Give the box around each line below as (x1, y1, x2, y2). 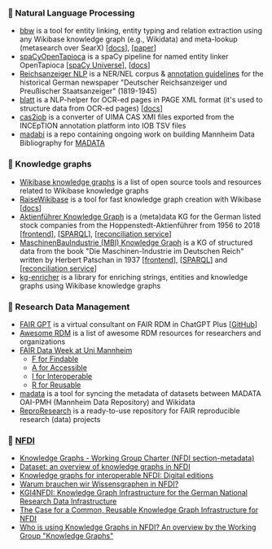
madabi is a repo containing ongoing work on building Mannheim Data (19, 129, 255, 139)
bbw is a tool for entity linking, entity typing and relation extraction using (19, 26, 262, 36)
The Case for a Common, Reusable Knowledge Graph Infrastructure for (19, 505, 259, 515)
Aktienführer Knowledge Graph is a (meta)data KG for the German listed (19, 211, 261, 221)
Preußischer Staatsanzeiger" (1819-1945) (19, 86, 158, 96)
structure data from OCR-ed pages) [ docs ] (19, 103, 164, 113)
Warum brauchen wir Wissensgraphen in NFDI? (19, 479, 179, 489)
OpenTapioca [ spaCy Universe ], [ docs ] (19, 60, 151, 70)
